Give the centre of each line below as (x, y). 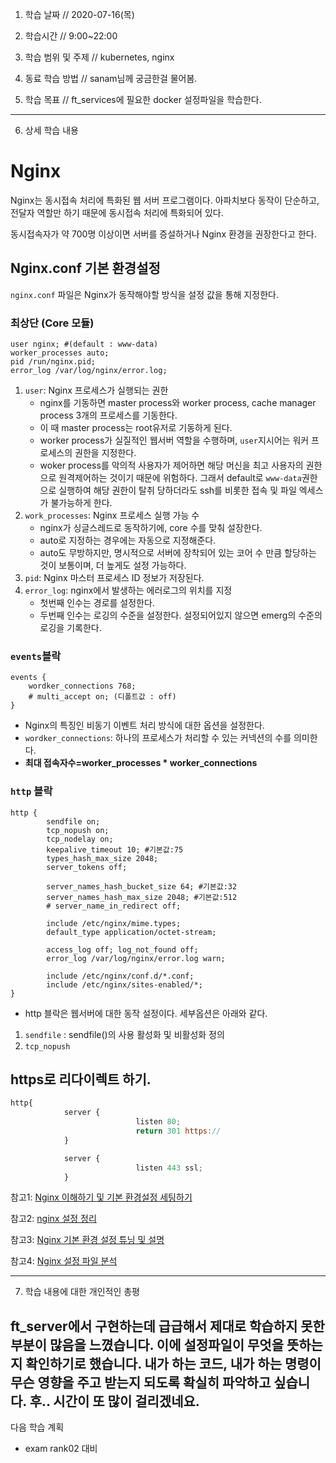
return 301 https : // (178, 1131)
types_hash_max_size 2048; (102, 858)
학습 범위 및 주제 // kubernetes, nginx (99, 57)
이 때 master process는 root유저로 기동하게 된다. (136, 428)
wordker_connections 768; (82, 686)
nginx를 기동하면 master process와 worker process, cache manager (178, 403)
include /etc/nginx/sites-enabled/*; (124, 984)
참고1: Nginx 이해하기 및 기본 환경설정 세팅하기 (101, 1197)
